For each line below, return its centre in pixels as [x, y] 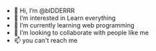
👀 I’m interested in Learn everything [64, 18]
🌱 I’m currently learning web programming [74, 25]
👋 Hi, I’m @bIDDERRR [44, 11]
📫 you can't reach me [45, 40]
